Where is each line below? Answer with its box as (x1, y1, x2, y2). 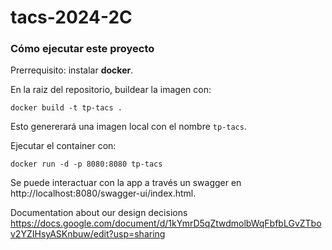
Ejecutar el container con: (10, 140, 117, 152)
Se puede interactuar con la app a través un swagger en (10, 177, 242, 189)
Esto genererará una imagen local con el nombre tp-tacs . (10, 121, 247, 133)
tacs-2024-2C (10, 6, 133, 29)
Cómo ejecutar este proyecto (10, 42, 155, 56)
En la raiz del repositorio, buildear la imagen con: (10, 84, 212, 96)
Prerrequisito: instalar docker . (10, 64, 134, 76)
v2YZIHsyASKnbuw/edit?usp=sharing (10, 228, 166, 240)
